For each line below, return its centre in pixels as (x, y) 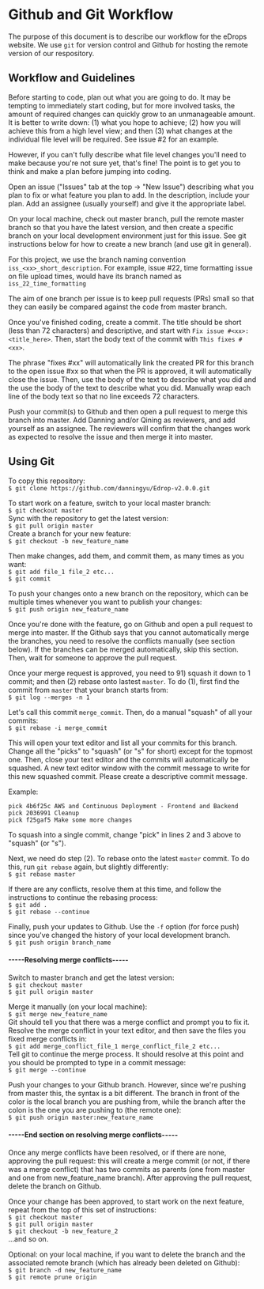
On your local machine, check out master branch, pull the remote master (126, 218)
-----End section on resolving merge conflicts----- (93, 1135)
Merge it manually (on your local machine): (78, 1007)
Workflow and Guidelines (72, 78)
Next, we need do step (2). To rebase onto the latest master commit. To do (129, 858)
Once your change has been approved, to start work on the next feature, (126, 1201)
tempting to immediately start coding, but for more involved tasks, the (122, 105)
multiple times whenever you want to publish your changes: (105, 602)
